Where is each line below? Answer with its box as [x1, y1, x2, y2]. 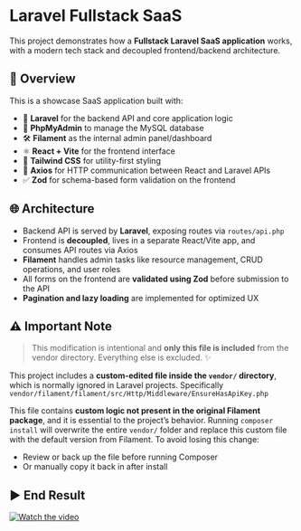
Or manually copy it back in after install [22, 461, 168, 472]
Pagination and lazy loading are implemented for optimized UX [22, 292, 259, 303]
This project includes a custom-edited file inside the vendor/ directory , [9, 370, 277, 381]
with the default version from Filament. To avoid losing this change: [9, 434, 259, 445]
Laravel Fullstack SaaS [9, 5, 183, 26]
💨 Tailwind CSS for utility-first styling [22, 155, 161, 166]
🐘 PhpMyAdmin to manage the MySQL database [22, 122, 205, 133]
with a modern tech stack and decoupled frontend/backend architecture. [9, 44, 281, 55]
